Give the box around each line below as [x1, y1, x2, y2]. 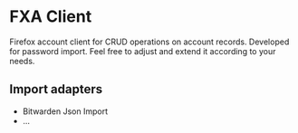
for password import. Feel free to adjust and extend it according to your [9, 45, 276, 56]
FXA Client [9, 6, 92, 27]
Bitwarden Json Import [22, 106, 109, 117]
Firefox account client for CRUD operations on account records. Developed [9, 36, 290, 47]
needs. [9, 55, 35, 66]
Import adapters [9, 81, 102, 97]
